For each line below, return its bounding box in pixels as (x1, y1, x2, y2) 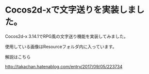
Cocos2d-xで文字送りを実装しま (5, 4, 136, 15)
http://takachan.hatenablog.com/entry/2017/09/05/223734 (5, 63, 123, 69)
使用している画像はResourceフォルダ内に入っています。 (5, 44, 117, 49)
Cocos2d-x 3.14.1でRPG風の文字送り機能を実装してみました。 (5, 33, 129, 39)
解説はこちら (5, 54, 31, 59)
